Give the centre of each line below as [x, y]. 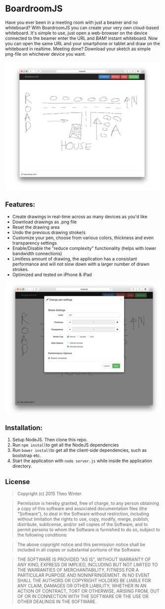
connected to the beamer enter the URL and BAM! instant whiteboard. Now [82, 38]
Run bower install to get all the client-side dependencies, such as [80, 450]
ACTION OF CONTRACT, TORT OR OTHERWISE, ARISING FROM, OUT [88, 591]
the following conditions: [42, 535]
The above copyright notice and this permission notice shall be [81, 544]
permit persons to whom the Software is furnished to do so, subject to [89, 530]
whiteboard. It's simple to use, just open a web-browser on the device [76, 33]
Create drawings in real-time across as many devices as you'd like [80, 216]
